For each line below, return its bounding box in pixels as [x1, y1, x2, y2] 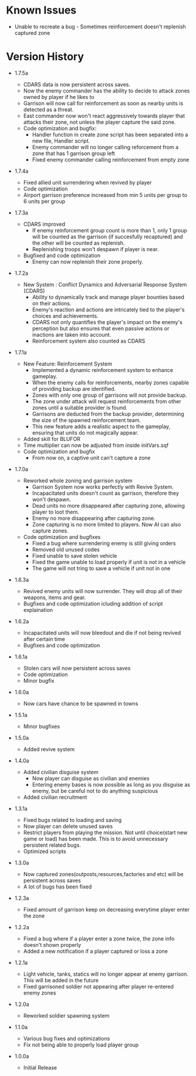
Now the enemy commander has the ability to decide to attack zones [23, 87, 190, 94]
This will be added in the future [23, 976, 99, 983]
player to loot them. [32, 508, 79, 515]
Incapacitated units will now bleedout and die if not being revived [23, 629, 181, 636]
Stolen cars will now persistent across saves [23, 664, 131, 672]
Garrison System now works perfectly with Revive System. [32, 483, 174, 490]
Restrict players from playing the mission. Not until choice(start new [23, 829, 188, 836]
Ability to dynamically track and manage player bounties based [32, 293, 185, 301]
